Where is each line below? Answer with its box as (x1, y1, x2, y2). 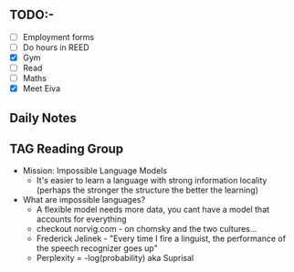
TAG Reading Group (9, 141, 124, 156)
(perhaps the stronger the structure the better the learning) (36, 184, 258, 195)
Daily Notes (9, 110, 78, 126)
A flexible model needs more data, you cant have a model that (36, 204, 270, 215)
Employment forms (22, 31, 94, 42)
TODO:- (9, 7, 55, 23)
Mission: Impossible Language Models (22, 165, 167, 176)
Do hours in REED (22, 41, 89, 53)
